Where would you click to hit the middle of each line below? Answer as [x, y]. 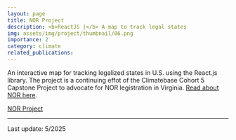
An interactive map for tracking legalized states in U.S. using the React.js [112, 72]
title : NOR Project [36, 20]
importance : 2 [28, 40]
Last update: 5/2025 [37, 128]
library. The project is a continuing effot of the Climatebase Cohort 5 [106, 80]
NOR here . [22, 94]
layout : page [26, 14]
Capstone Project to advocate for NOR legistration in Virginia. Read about [113, 87]
